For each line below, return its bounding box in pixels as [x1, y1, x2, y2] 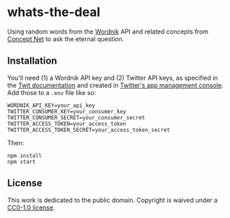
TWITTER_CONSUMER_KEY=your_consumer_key [7, 108, 127, 115]
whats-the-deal [7, 4, 101, 20]
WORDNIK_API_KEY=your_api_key [7, 102, 96, 109]
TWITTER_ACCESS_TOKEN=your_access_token [7, 120, 127, 127]
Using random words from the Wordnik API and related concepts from [7, 27, 208, 36]
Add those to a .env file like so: [7, 88, 96, 96]
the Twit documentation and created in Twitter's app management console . [7, 81, 224, 89]
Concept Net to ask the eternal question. [7, 34, 124, 43]
